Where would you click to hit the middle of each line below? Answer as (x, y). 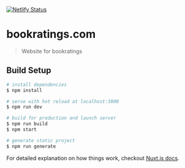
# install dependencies (37, 85)
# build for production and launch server (61, 118)
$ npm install (25, 90)
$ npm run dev (25, 107)
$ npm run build (27, 124)
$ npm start (21, 129)
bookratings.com (51, 34)
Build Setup (29, 71)
